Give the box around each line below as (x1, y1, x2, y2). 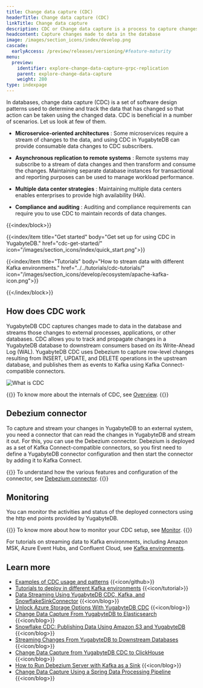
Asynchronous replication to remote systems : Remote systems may (14, 154, 189, 161)
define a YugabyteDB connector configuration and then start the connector (6, 450, 193, 457)
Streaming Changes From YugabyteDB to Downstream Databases (14, 636, 179, 643)
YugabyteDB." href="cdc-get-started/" (6, 240, 103, 247)
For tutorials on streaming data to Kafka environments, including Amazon (6, 538, 188, 545)
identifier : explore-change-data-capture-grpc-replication (17, 65, 169, 71)
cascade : (6, 43, 28, 49)
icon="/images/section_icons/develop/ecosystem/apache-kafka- (6, 270, 169, 278)
